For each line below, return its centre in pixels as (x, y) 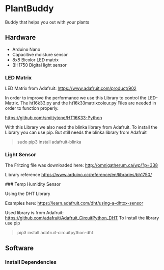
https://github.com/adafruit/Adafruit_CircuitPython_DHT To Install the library (82, 218)
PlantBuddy (29, 9)
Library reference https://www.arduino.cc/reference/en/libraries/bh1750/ (79, 175)
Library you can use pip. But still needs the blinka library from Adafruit (76, 132)
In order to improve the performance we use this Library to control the (76, 98)
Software (19, 248)
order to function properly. (32, 108)
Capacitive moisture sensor (40, 54)
